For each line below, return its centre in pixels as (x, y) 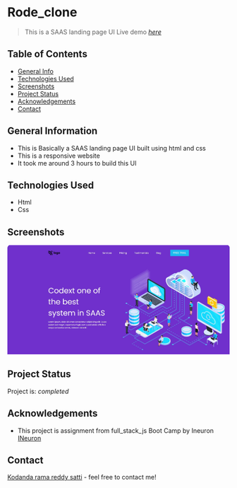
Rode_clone (42, 12)
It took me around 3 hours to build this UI (77, 163)
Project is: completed (38, 391)
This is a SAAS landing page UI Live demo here (93, 32)
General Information (53, 131)
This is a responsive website (59, 156)
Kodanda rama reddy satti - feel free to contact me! (82, 477)
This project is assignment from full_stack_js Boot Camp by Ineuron (115, 430)
